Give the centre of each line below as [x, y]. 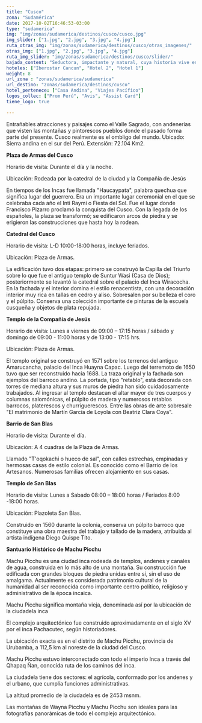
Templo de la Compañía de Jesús [48, 319]
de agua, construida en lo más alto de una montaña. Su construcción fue [96, 567]
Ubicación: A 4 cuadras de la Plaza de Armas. [63, 447]
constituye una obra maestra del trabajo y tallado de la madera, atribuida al [99, 531]
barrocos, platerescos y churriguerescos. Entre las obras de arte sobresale [99, 406]
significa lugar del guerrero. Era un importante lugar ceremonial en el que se [101, 196]
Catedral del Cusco [31, 234]
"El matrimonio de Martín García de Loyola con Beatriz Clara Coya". [90, 412]
